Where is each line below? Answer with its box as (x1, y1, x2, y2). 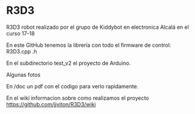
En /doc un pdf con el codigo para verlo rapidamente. (6, 82, 139, 90)
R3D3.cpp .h (6, 47, 37, 55)
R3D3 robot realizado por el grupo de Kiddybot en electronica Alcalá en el (6, 23, 189, 31)
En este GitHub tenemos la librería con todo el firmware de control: (6, 41, 172, 49)
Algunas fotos (6, 71, 41, 78)
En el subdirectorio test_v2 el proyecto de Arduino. (6, 59, 131, 67)
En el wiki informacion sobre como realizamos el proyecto (6, 94, 149, 101)
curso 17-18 (6, 29, 35, 37)
